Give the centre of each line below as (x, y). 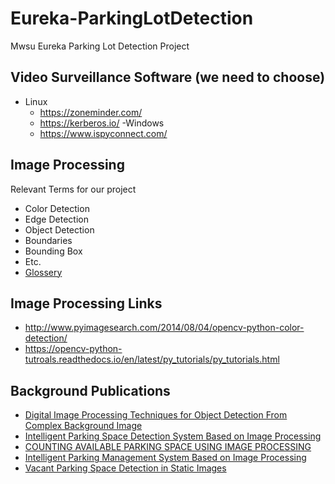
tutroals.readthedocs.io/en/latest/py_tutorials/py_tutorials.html (152, 359)
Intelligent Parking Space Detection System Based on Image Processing (173, 436)
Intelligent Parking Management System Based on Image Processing (165, 458)
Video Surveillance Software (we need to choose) (168, 77)
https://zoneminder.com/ (91, 112)
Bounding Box (53, 251)
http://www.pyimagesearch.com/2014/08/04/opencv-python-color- (164, 328)
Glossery (43, 272)
